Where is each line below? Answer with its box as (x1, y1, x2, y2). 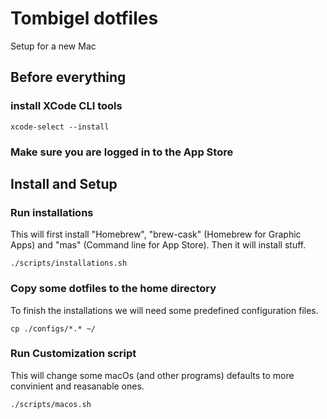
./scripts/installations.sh (10, 258, 128, 269)
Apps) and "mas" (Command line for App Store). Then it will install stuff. (10, 239, 307, 251)
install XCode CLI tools (10, 99, 123, 113)
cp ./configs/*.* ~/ (10, 323, 97, 334)
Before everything (10, 69, 127, 86)
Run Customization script (10, 347, 137, 361)
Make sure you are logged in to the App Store (10, 145, 234, 159)
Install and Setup (10, 175, 118, 192)
